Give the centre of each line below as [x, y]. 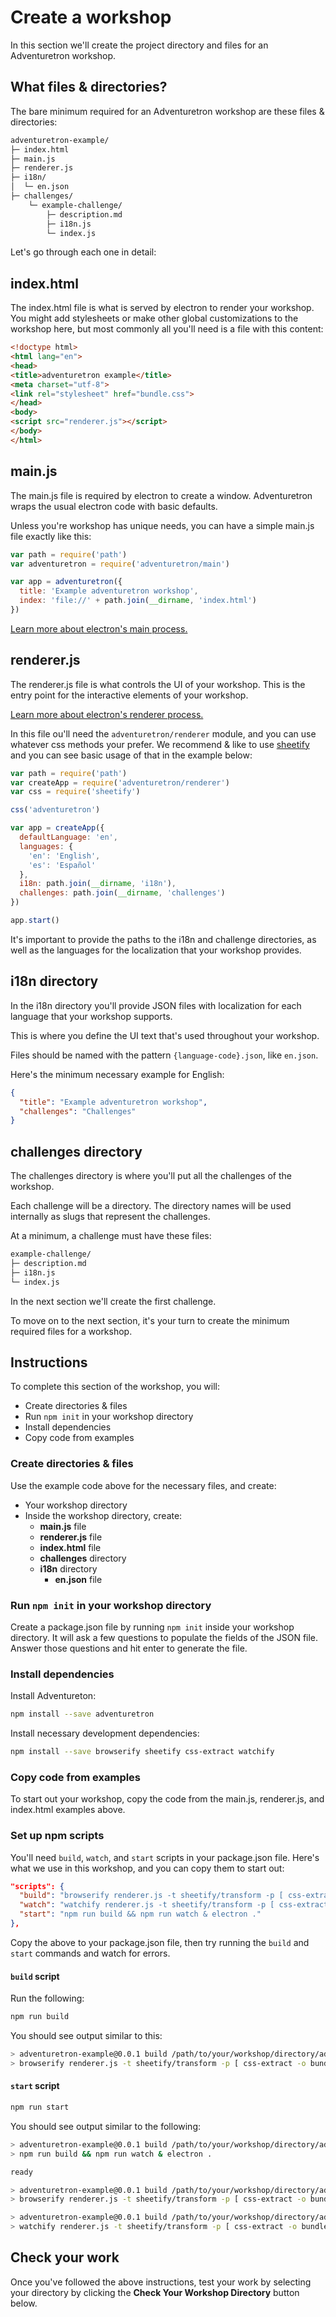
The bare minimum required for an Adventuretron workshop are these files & [167, 111]
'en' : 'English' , [64, 856]
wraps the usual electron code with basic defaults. [114, 506]
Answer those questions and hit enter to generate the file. [129, 1648]
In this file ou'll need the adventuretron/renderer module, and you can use [163, 733]
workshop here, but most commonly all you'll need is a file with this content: [167, 329]
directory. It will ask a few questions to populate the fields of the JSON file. [164, 1637]
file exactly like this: [51, 536]
